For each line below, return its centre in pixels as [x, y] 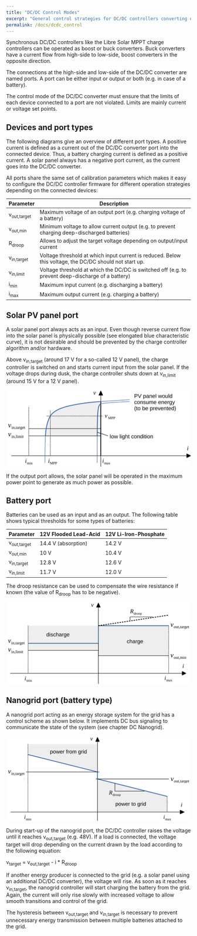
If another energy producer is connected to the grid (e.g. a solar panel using [98, 875]
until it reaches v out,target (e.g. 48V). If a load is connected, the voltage [91, 837]
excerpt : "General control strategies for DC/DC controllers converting [97, 19]
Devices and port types [50, 127]
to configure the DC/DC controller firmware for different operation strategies [98, 184]
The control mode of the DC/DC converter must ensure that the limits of [93, 96]
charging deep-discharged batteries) [85, 233]
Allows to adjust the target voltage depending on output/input [114, 241]
